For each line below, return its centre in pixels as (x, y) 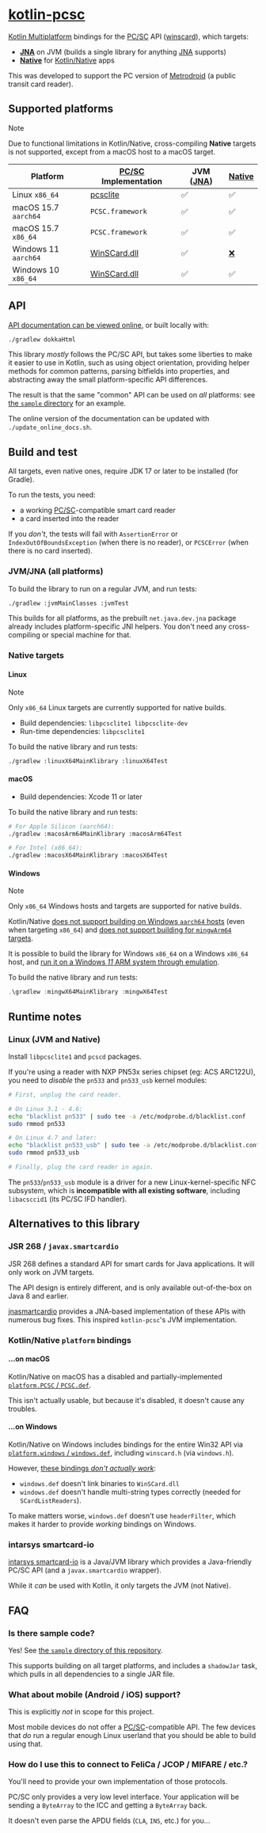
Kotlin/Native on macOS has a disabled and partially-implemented (116, 1376)
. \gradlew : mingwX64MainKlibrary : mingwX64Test (88, 992)
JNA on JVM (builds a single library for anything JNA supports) (123, 51)
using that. (26, 1744)
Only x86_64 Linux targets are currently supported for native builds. (118, 707)
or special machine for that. (87, 635)
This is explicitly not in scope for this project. (81, 1712)
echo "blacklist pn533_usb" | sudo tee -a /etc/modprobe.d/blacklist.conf (134, 1146)
